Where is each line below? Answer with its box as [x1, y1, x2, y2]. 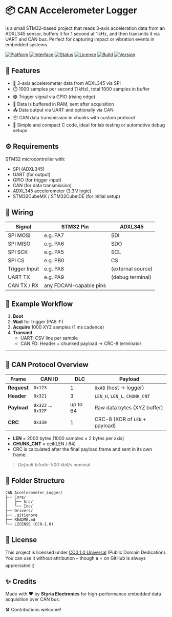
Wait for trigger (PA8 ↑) [12, 319, 63, 325]
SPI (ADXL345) [12, 166, 45, 172]
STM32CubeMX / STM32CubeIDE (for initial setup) [12, 193, 120, 199]
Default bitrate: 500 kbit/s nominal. [17, 462, 92, 467]
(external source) [111, 265, 153, 273]
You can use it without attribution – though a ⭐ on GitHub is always [5, 555, 146, 561]
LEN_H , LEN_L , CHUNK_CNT [94, 392, 150, 400]
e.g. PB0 [44, 257, 65, 264]
